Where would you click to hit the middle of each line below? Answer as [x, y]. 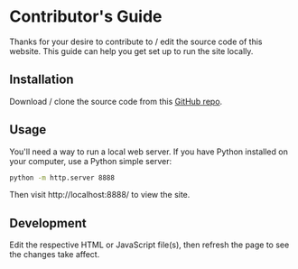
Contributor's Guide [86, 17]
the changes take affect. [55, 255]
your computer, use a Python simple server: [91, 161]
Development [48, 223]
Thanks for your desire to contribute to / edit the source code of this [136, 42]
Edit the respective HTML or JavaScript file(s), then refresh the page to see [149, 245]
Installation [42, 80]
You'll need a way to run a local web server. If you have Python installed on [149, 152]
